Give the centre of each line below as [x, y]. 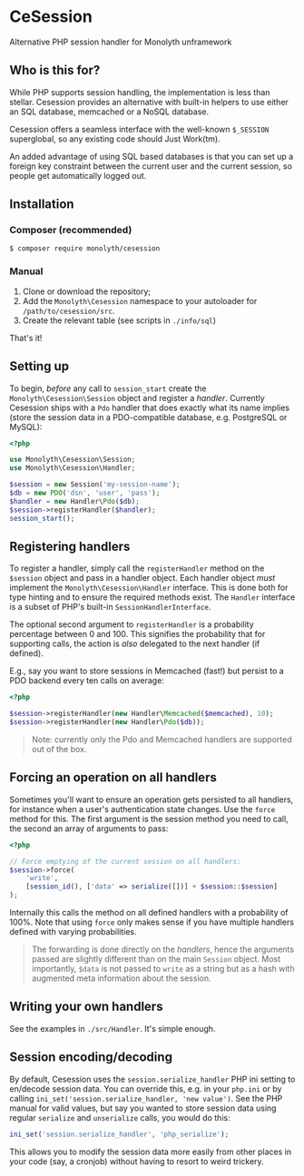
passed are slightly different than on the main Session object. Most [156, 959]
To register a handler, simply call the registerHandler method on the [137, 568]
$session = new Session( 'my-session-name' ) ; [95, 485]
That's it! [26, 338]
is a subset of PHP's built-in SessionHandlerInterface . [110, 607]
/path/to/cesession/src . [69, 310]
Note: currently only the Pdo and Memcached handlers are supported [162, 739]
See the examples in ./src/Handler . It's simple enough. [113, 1028]
